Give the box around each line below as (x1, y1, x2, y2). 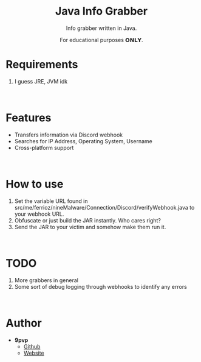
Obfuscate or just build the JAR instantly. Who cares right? (14, 216, 162, 224)
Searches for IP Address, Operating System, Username (14, 137, 152, 144)
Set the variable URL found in (14, 197, 88, 205)
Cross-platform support (14, 144, 74, 151)
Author (5, 316, 42, 330)
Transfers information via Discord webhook (14, 131, 123, 138)
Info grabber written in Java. (66, 24, 137, 32)
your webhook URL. (14, 210, 64, 218)
